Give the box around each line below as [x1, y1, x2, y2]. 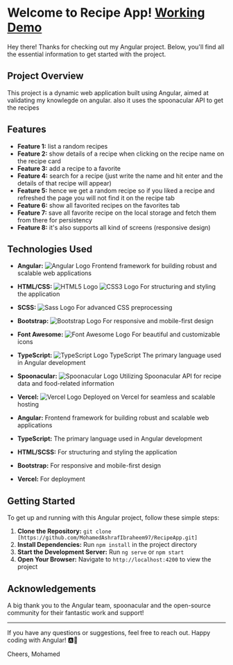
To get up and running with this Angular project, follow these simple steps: [7, 514, 220, 522]
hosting [17, 400, 40, 409]
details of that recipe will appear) [17, 179, 112, 187]
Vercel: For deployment [17, 475, 85, 484]
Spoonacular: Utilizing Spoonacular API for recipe [17, 372, 222, 380]
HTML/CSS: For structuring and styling [17, 283, 216, 291]
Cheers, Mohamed [7, 650, 60, 658]
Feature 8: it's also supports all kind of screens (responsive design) [17, 223, 211, 231]
